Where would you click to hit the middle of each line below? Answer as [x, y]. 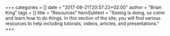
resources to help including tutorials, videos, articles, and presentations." [82, 23]
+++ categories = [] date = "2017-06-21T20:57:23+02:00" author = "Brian [83, 7]
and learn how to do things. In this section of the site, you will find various [83, 18]
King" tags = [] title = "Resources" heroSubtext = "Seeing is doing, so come [85, 13]
